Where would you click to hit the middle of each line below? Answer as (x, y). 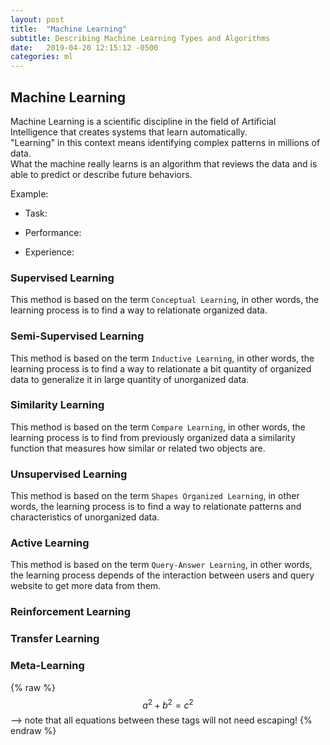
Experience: (49, 252)
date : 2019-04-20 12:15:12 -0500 (84, 47)
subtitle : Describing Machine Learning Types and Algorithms (140, 38)
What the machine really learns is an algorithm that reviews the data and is (164, 163)
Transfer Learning (55, 639)
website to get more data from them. (86, 586)
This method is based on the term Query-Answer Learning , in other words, (161, 565)
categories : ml (42, 57)
